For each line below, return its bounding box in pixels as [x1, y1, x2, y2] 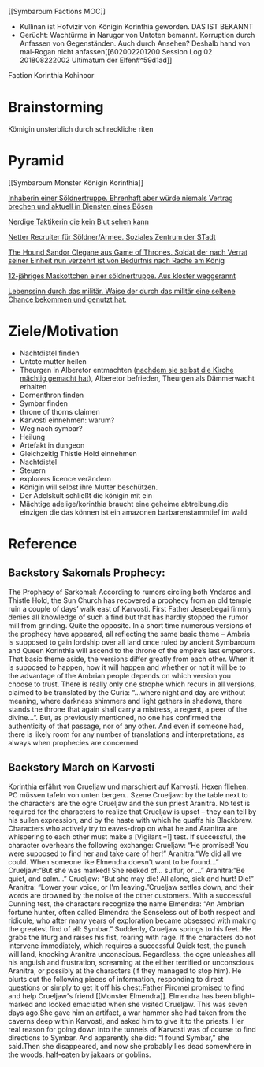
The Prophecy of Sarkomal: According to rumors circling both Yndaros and [8, 587, 251, 597]
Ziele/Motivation [8, 322, 120, 340]
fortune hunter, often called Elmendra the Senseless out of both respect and [8, 907, 255, 916]
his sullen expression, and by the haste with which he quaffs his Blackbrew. [8, 815, 253, 824]
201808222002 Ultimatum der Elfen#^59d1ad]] [19, 55, 173, 65]
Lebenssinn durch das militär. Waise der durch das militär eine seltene [8, 286, 236, 296]
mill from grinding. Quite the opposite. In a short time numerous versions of [8, 620, 252, 630]
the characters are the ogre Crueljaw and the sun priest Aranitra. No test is [8, 798, 251, 808]
